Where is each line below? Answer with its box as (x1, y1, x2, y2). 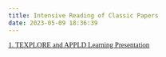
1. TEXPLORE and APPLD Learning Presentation (8, 40, 150, 49)
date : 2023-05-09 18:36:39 (8, 19, 98, 27)
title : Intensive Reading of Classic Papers (8, 11, 159, 20)
